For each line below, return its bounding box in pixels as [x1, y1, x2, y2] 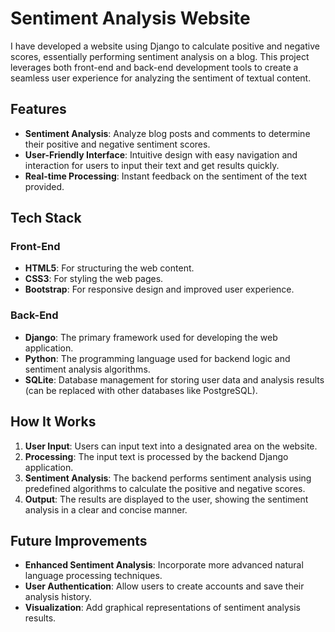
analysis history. [24, 591, 92, 603]
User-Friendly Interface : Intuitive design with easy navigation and [24, 148, 298, 161]
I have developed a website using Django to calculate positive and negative [10, 40, 320, 52]
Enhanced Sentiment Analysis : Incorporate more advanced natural [24, 559, 304, 571]
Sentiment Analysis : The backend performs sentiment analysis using [24, 472, 312, 484]
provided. [24, 180, 65, 192]
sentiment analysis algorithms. [24, 363, 151, 375]
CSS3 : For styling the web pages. [24, 273, 164, 285]
